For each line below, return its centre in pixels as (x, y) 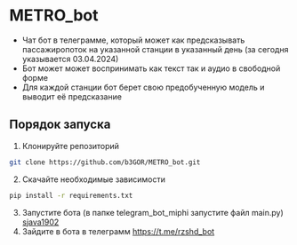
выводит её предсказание (72, 96)
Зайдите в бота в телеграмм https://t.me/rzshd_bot (118, 231)
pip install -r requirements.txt (71, 195)
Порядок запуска (60, 125)
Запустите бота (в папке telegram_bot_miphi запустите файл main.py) (153, 212)
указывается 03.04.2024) (70, 59)
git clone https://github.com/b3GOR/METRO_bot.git (105, 162)
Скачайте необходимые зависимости (94, 179)
